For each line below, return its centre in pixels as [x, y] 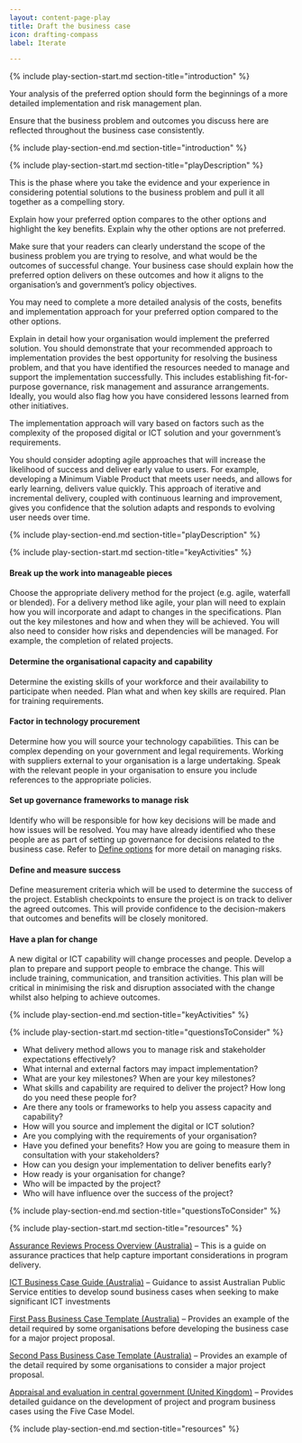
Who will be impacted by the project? [92, 1184]
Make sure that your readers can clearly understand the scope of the [137, 247]
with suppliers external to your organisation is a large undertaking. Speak [145, 760]
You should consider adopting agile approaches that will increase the [137, 460]
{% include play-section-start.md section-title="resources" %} [126, 1228]
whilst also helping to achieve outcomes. [85, 998]
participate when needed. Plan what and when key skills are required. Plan [148, 691]
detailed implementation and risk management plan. [106, 104]
